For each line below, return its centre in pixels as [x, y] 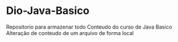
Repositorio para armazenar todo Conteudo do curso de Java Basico [89, 27]
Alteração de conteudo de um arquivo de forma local [70, 33]
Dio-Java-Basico [48, 11]
